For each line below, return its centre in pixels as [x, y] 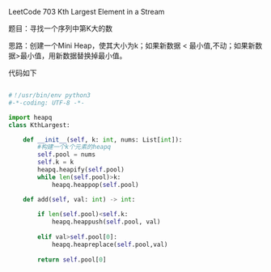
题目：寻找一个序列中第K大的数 [61, 28]
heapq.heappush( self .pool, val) [106, 222]
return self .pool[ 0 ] [72, 259]
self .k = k [56, 162]
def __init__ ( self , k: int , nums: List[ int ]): [103, 140]
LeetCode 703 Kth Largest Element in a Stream [87, 12]
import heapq [30, 117]
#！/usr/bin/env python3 [50, 96]
